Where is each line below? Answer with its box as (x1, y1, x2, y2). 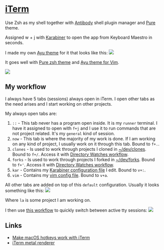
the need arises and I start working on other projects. (5, 101, 113, 107)
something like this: (5, 188, 45, 194)
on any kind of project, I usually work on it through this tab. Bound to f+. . (12, 141, 160, 147)
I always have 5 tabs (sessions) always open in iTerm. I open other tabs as (5, 96, 155, 102)
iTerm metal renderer (12, 240, 55, 246)
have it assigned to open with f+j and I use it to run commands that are (12, 125, 156, 131)
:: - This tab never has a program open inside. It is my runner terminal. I (12, 120, 158, 126)
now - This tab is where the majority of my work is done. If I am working (12, 136, 156, 141)
